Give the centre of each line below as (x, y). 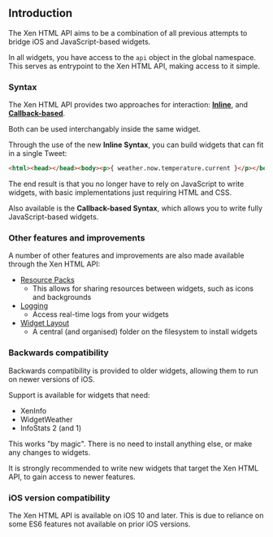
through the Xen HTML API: (54, 264)
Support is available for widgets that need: (79, 395)
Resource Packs (47, 280)
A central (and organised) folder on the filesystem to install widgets (145, 331)
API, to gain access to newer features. (72, 476)
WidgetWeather (46, 419)
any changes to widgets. (50, 452)
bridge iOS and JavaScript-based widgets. (80, 41)
